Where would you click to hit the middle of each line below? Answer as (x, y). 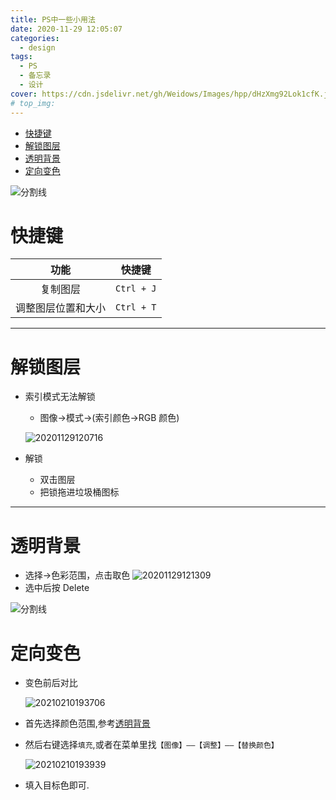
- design (37, 47)
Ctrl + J (136, 289)
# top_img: (33, 103)
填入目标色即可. (57, 785)
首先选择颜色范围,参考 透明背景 (87, 723)
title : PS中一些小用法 (53, 19)
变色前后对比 (51, 683)
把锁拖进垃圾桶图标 (79, 492)
